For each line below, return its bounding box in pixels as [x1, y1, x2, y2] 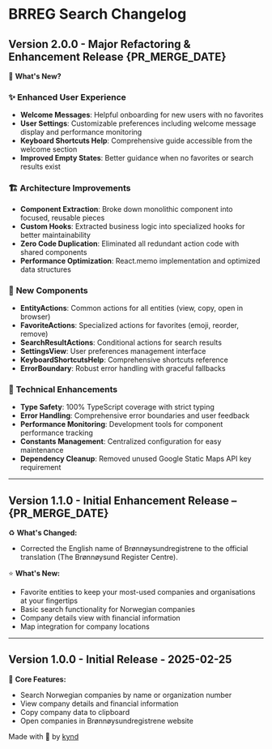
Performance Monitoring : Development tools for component [19, 420, 223, 429]
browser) [19, 312, 51, 321]
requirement [19, 463, 62, 472]
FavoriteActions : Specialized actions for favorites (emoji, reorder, [19, 320, 240, 329]
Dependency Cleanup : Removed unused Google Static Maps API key [19, 454, 252, 463]
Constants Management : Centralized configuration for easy [19, 437, 222, 446]
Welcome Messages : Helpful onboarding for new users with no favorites [19, 110, 264, 120]
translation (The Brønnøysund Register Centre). [19, 553, 178, 562]
